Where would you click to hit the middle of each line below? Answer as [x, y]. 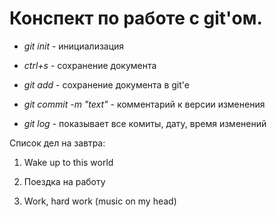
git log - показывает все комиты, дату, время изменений [145, 123]
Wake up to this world [68, 162]
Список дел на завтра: [57, 143]
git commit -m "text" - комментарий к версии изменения [144, 104]
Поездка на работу [64, 181]
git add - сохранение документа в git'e [106, 84]
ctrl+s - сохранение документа [90, 65]
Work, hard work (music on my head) [100, 201]
